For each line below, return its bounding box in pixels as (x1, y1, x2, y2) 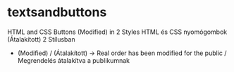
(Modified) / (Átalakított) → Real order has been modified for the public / (17, 49, 227, 57)
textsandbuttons (7, 4, 107, 20)
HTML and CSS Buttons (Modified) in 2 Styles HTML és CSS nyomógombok (7, 28, 228, 36)
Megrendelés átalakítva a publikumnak (17, 56, 130, 64)
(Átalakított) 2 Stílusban (7, 35, 75, 43)
